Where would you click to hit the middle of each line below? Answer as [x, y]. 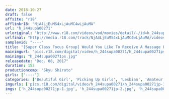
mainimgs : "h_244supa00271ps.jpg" [41, 56]
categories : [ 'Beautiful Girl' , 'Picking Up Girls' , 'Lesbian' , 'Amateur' [85, 79]
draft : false [19, 14]
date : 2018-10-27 [23, 10]
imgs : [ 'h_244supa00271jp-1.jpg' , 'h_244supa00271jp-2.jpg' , [71, 89]
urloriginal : [19, 33]
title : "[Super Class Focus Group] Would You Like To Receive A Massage [83, 47]
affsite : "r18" [21, 19]
